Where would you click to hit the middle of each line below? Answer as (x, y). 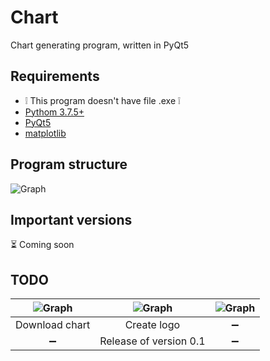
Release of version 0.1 (152, 341)
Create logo (152, 325)
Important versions (71, 219)
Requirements (55, 76)
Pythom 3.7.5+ (54, 112)
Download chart (53, 325)
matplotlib (45, 133)
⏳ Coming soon (42, 245)
